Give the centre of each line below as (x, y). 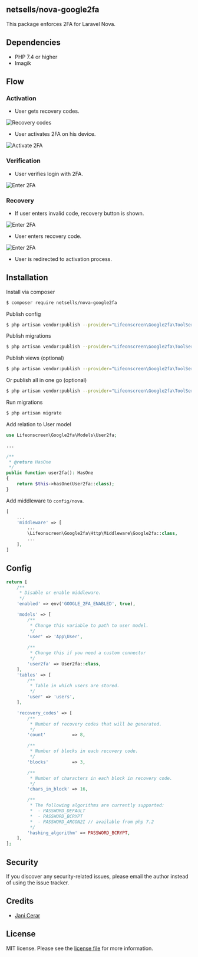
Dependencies (33, 43)
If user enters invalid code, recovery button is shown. (79, 213)
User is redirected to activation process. (63, 259)
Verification (24, 161)
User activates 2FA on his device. (55, 134)
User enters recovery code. (48, 236)
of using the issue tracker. (38, 883)
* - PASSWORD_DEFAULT (57, 811)
